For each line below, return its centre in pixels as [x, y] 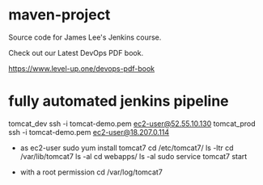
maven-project [59, 15]
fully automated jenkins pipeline [119, 101]
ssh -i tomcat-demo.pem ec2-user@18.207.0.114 [89, 132]
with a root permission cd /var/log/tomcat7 [91, 172]
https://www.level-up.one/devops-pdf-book [82, 68]
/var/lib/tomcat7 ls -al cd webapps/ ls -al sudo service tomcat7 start [134, 156]
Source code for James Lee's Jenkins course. [85, 37]
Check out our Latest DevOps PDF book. [76, 53]
